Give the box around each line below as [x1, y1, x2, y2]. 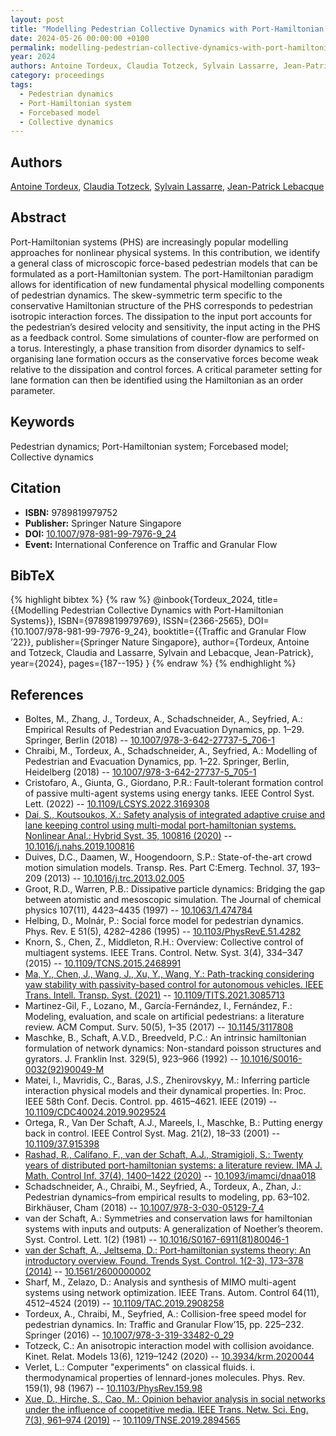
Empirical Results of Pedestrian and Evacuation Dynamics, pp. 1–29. [24, 724, 305, 736]
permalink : [10, 42, 56, 53]
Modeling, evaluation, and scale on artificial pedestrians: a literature [24, 1011, 305, 1023]
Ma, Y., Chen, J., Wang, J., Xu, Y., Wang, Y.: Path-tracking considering [24, 968, 315, 980]
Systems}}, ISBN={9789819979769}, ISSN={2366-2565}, [10, 615, 247, 627]
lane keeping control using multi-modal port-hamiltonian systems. [24, 819, 297, 831]
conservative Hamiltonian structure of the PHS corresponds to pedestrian [10, 299, 314, 311]
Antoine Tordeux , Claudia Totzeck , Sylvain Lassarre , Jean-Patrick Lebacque [10, 181, 325, 193]
